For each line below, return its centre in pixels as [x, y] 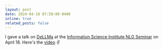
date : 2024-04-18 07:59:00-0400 [38, 14]
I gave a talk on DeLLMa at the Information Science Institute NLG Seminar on [82, 37]
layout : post [18, 9]
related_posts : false [27, 23]
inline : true [18, 18]
